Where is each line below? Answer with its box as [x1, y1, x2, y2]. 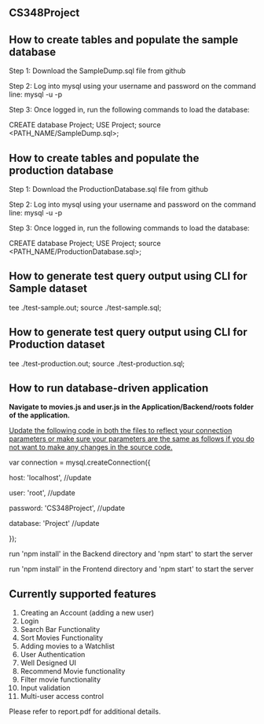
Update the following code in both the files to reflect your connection [9, 426, 233, 436]
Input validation [20, 683, 71, 693]
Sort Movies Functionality [20, 633, 104, 643]
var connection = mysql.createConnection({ [9, 458, 151, 467]
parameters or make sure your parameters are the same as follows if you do [9, 434, 255, 443]
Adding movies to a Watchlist [20, 641, 115, 651]
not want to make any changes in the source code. [9, 443, 173, 452]
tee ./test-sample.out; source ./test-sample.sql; [9, 303, 162, 312]
